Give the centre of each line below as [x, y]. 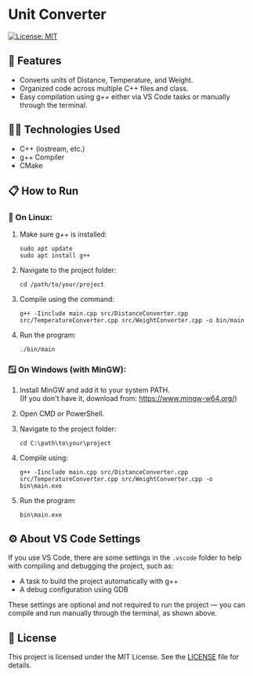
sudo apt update [46, 249]
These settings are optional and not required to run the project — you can [127, 605]
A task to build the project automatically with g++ [99, 581]
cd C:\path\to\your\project [65, 443]
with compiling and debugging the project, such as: [91, 566]
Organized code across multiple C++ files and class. [104, 88]
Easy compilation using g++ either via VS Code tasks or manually [125, 97]
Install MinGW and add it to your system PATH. [94, 390]
